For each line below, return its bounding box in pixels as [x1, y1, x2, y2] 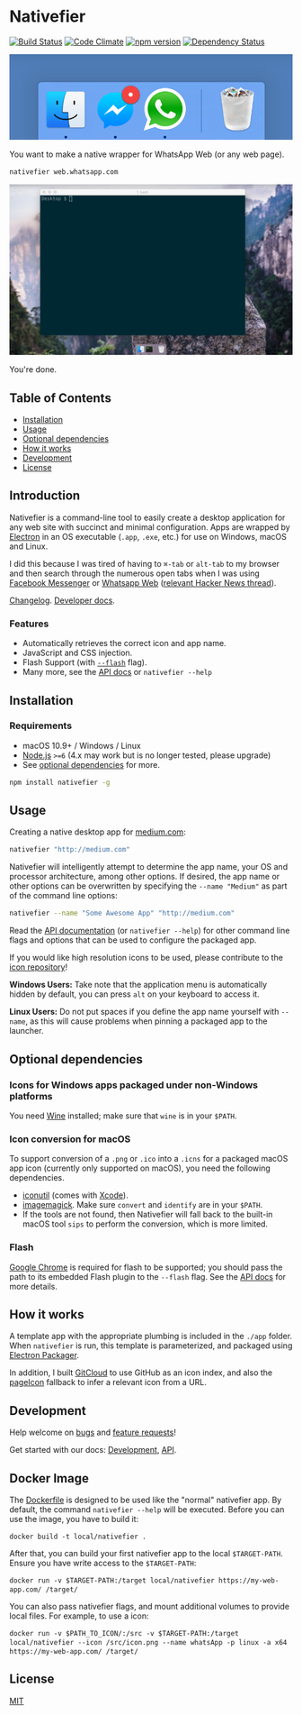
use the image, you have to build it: [9, 1513, 139, 1524]
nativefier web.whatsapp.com [9, 168, 119, 177]
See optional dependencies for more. [22, 759, 160, 770]
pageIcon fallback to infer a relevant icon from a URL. [9, 1377, 207, 1388]
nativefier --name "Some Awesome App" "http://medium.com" [9, 908, 235, 918]
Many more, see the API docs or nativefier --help [22, 667, 213, 678]
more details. [9, 1281, 58, 1291]
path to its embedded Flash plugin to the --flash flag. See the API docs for [9, 1271, 286, 1282]
